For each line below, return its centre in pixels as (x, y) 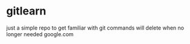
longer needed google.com (40, 34)
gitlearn (26, 11)
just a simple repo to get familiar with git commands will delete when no (95, 28)
